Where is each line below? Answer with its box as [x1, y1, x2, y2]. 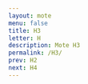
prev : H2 [8, 57, 38, 65]
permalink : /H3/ [8, 49, 62, 57]
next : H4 [8, 64, 38, 72]
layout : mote [8, 11, 52, 20]
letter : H [8, 34, 42, 42]
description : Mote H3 [8, 42, 81, 50]
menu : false [8, 19, 48, 27]
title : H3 [8, 26, 42, 34]
